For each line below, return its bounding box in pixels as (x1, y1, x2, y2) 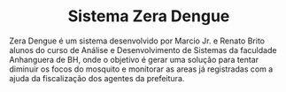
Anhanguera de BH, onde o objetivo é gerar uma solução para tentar (9, 54, 259, 65)
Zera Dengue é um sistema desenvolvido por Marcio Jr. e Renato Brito (9, 35, 266, 46)
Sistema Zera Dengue (67, 6, 230, 27)
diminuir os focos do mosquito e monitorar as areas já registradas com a (9, 64, 274, 74)
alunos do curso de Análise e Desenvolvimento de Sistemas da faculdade (9, 44, 277, 55)
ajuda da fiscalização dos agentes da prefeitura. (9, 73, 185, 83)
